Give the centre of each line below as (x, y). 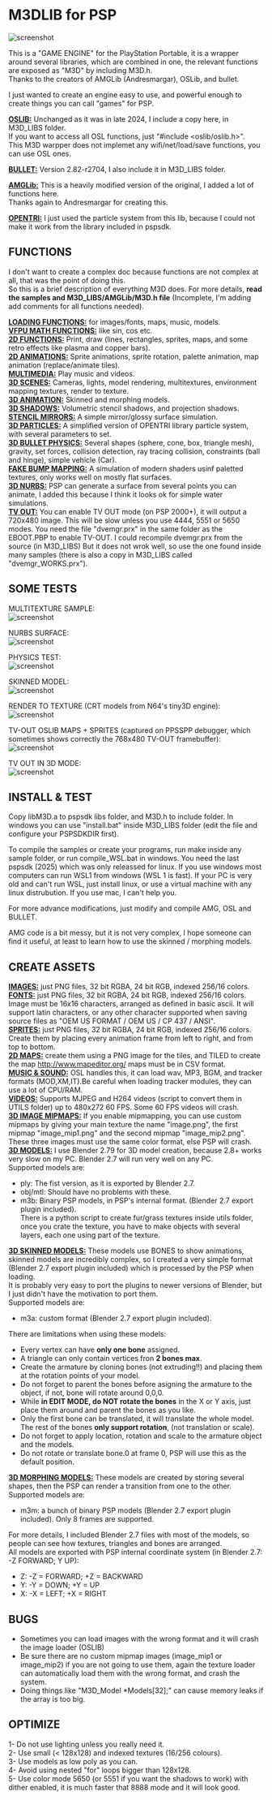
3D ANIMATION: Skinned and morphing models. (89, 399)
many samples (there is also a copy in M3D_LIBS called (100, 554)
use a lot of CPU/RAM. (46, 1090)
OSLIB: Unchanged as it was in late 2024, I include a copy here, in (119, 118)
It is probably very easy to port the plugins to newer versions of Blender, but (135, 1285)
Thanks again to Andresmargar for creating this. (88, 202)
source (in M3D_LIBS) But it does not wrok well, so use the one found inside (135, 546)
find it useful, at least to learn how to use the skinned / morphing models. (130, 941)
